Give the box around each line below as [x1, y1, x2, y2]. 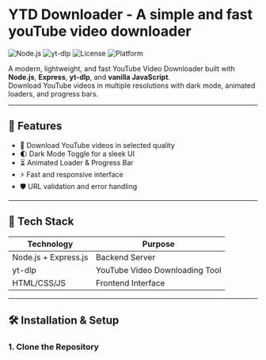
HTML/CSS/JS [12, 277, 66, 288]
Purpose [142, 238, 176, 249]
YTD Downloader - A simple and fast [8, 6, 253, 24]
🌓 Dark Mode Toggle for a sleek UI [19, 149, 135, 158]
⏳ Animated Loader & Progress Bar [19, 157, 134, 167]
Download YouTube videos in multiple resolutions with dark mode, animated [8, 81, 256, 90]
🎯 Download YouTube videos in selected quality [19, 140, 176, 150]
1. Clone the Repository [8, 341, 99, 352]
